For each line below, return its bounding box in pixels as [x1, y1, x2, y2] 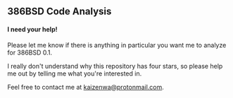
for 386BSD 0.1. [7, 48, 53, 57]
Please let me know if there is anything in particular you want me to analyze [7, 41, 227, 49]
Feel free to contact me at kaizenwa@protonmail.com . [7, 83, 164, 91]
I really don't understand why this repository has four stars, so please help [7, 62, 223, 70]
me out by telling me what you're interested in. [7, 69, 142, 78]
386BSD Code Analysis [7, 6, 112, 17]
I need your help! [7, 24, 58, 34]
